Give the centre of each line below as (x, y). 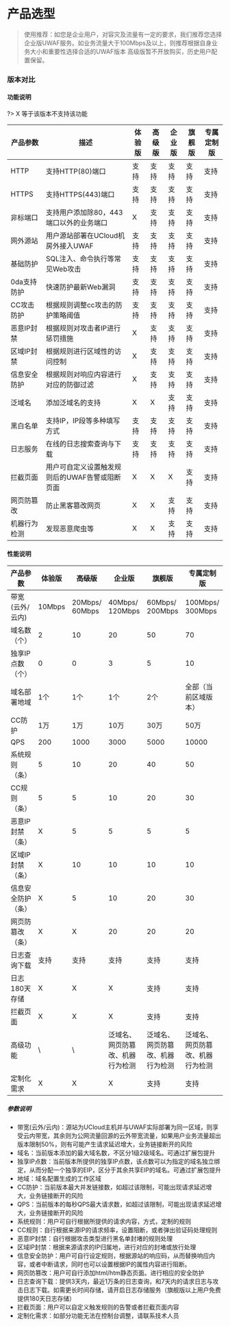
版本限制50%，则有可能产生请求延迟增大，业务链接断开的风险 (105, 1144)
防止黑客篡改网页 (73, 506)
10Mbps (52, 607)
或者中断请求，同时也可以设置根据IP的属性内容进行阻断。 (110, 1264)
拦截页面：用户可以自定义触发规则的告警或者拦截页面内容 (98, 1307)
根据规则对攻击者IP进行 (83, 328)
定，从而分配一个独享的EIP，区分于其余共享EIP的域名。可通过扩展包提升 (119, 1170)
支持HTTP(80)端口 (76, 171)
